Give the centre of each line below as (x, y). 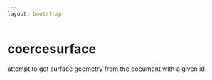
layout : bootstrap (35, 14)
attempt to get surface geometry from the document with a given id (106, 69)
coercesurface (52, 48)
